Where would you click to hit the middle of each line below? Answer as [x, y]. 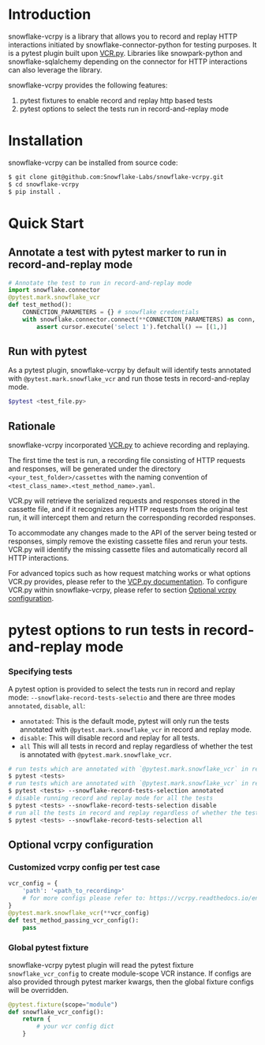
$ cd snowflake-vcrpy [44, 184]
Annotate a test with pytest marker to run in [118, 253]
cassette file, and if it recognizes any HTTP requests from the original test [128, 509]
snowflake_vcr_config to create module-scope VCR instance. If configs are [130, 973]
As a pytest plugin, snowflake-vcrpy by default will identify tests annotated [130, 370]
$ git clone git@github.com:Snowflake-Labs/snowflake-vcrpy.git [116, 177]
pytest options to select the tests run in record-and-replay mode [124, 109]
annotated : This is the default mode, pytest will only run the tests [125, 721]
